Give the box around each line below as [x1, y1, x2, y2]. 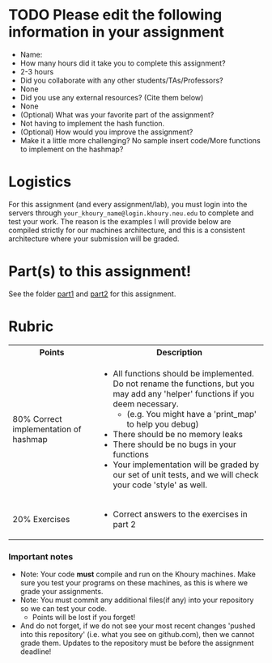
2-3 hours [19, 66, 54, 76]
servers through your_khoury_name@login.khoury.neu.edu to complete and [8, 208, 254, 218]
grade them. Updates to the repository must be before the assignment [19, 638, 254, 648]
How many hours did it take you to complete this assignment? [19, 58, 226, 68]
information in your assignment [8, 23, 225, 41]
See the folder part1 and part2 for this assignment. [8, 289, 176, 299]
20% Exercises [12, 513, 70, 525]
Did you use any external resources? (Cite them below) [19, 92, 204, 102]
